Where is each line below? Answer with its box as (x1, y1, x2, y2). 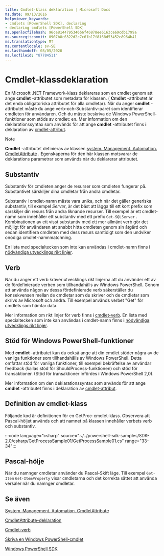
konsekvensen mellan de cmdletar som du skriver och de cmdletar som (5, 292, 149, 298)
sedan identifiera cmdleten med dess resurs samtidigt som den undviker (5, 229, 151, 236)
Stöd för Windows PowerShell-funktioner (5, 337, 134, 345)
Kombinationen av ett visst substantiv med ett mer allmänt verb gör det (5, 219, 148, 225)
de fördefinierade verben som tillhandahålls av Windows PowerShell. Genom (5, 282, 160, 288)
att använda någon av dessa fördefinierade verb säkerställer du (5, 287, 133, 292)
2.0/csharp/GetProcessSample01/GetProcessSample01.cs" (5, 438, 124, 444)
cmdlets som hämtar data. (5, 302, 58, 308)
